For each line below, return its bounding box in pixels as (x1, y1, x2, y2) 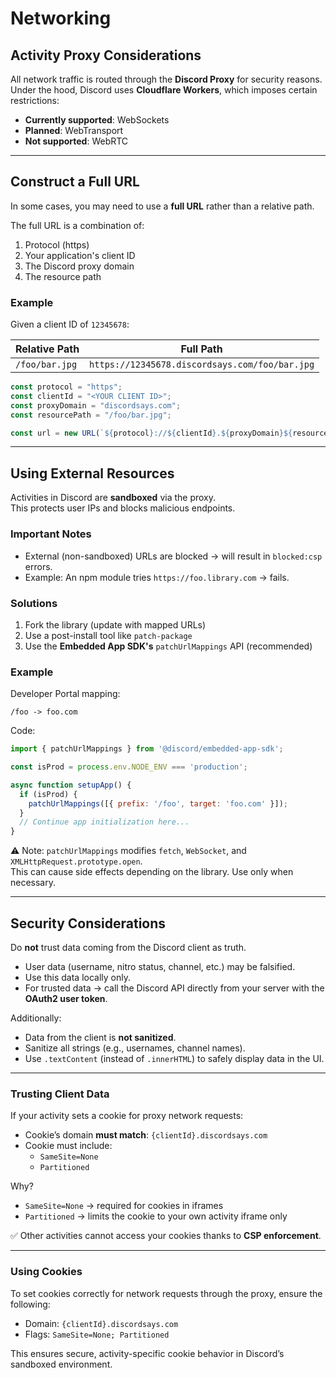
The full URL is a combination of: (10, 219, 145, 231)
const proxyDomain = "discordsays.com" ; (10, 400, 182, 411)
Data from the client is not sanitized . (24, 1032, 177, 1043)
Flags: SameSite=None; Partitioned (24, 1328, 170, 1340)
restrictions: (10, 95, 60, 106)
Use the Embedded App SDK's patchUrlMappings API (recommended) (24, 640, 313, 652)
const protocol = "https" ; (10, 382, 123, 392)
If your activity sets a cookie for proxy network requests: (10, 1110, 244, 1122)
